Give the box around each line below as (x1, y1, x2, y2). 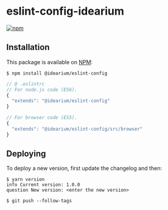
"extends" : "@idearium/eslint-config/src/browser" (12, 126, 143, 132)
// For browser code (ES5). (6, 115, 78, 121)
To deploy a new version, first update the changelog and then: (6, 165, 163, 172)
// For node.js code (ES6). (6, 87, 78, 93)
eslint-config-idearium (6, 4, 125, 18)
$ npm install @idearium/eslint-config (6, 70, 108, 76)
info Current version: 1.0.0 (6, 182, 80, 188)
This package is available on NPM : (6, 58, 93, 65)
